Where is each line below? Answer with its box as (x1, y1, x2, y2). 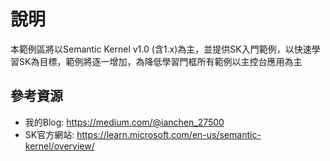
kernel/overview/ (24, 140, 95, 152)
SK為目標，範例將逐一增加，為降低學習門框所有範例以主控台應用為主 (18, 55, 303, 67)
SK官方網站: (24, 128, 75, 140)
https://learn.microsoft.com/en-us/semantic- (76, 128, 262, 140)
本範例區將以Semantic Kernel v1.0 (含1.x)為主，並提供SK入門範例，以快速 (10, 43, 312, 55)
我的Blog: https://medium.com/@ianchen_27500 (24, 116, 225, 128)
